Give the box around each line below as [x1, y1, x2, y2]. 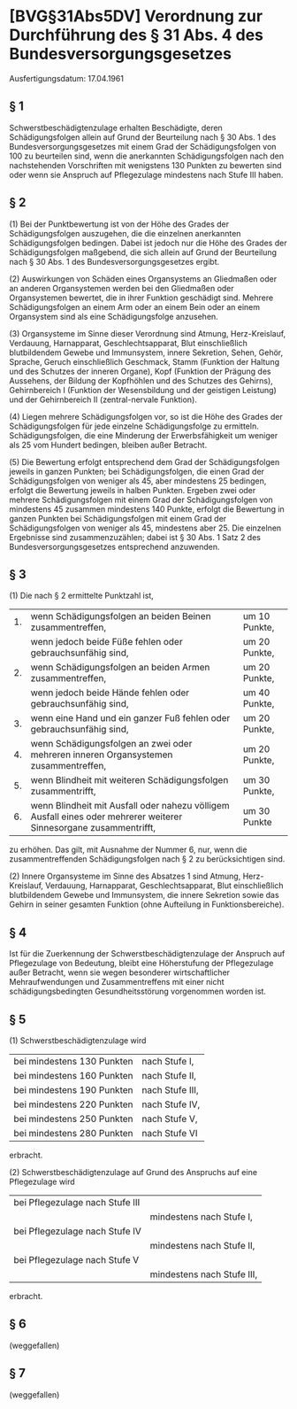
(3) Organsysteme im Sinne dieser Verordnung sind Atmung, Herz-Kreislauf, [9, 328, 286, 338]
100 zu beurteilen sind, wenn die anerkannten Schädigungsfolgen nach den [9, 151, 285, 161]
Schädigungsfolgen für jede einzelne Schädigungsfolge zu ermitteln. [9, 421, 259, 431]
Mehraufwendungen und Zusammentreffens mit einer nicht [9, 977, 225, 987]
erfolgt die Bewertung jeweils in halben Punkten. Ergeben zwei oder [9, 484, 256, 495]
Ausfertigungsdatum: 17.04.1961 [9, 73, 124, 83]
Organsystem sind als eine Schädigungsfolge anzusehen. [9, 311, 218, 321]
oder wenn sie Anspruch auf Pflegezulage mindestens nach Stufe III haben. [9, 169, 284, 180]
